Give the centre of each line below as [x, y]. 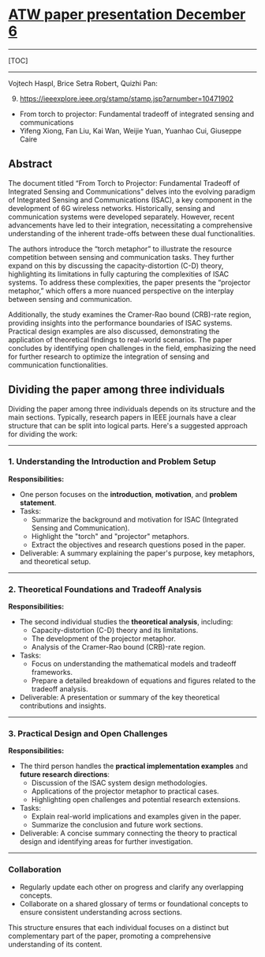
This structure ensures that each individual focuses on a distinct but [118, 927]
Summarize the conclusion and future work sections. [117, 825]
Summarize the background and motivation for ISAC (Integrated [135, 519]
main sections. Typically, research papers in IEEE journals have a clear [122, 417]
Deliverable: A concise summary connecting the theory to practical [128, 833]
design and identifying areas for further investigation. [106, 842]
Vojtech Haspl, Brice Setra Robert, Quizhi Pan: [83, 83]
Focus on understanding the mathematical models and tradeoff [134, 664]
